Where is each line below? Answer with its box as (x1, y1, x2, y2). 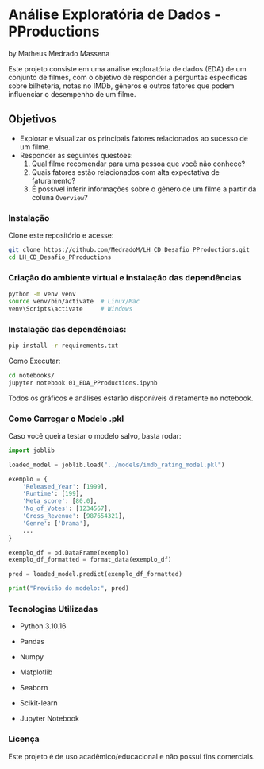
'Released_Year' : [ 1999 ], (22, 482, 109, 490)
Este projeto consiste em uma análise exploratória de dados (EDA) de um (8, 64, 247, 73)
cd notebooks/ (8, 371, 55, 379)
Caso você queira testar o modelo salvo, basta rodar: (8, 431, 182, 440)
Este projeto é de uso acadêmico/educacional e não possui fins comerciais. (8, 752, 255, 761)
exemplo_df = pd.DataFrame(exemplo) (8, 548, 129, 557)
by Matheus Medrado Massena (8, 48, 110, 58)
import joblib (8, 446, 55, 454)
